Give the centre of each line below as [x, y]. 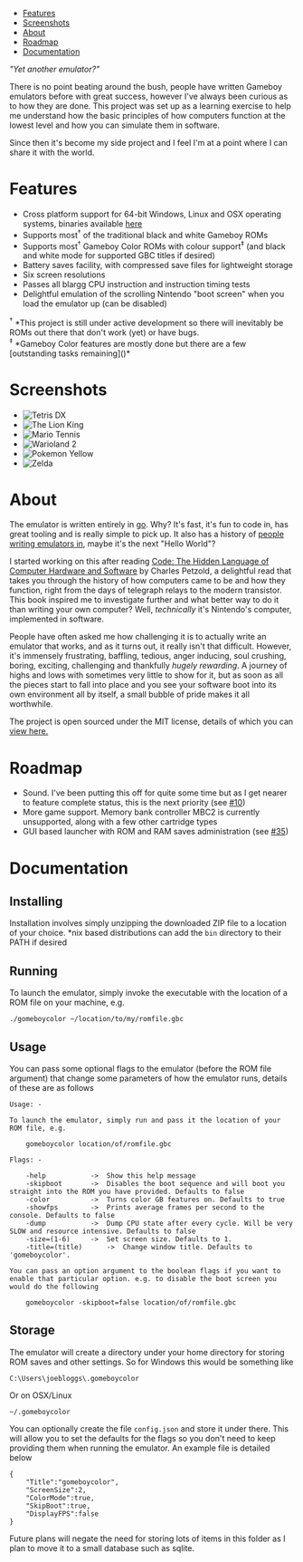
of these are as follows [52, 1088]
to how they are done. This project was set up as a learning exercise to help [151, 106]
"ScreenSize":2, [57, 1490]
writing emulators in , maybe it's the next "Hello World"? [113, 544]
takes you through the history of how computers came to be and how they [148, 581]
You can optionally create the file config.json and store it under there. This [149, 1428]
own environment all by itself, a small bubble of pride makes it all [130, 694]
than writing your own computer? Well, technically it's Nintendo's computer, [151, 610]
